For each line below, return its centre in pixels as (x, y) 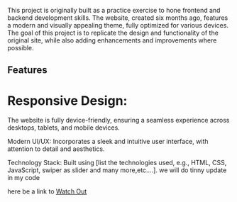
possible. (21, 48)
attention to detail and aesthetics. (56, 149)
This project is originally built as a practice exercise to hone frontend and (114, 10)
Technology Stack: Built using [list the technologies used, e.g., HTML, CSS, (117, 163)
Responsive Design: (67, 100)
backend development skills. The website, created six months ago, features (118, 18)
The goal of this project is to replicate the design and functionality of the (113, 33)
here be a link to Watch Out (47, 191)
